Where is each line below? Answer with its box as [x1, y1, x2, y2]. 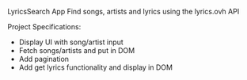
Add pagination [18, 55, 69, 63]
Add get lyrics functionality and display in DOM [18, 63, 173, 72]
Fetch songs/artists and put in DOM [18, 46, 135, 55]
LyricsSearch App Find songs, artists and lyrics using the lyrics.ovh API [7, 7, 240, 16]
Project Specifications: [7, 22, 82, 31]
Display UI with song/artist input [18, 37, 123, 47]
